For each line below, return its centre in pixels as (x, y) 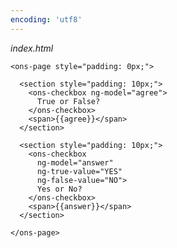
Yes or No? (59, 189)
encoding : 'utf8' (46, 19)
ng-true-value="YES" (79, 171)
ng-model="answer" (75, 162)
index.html (32, 48)
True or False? (68, 101)
